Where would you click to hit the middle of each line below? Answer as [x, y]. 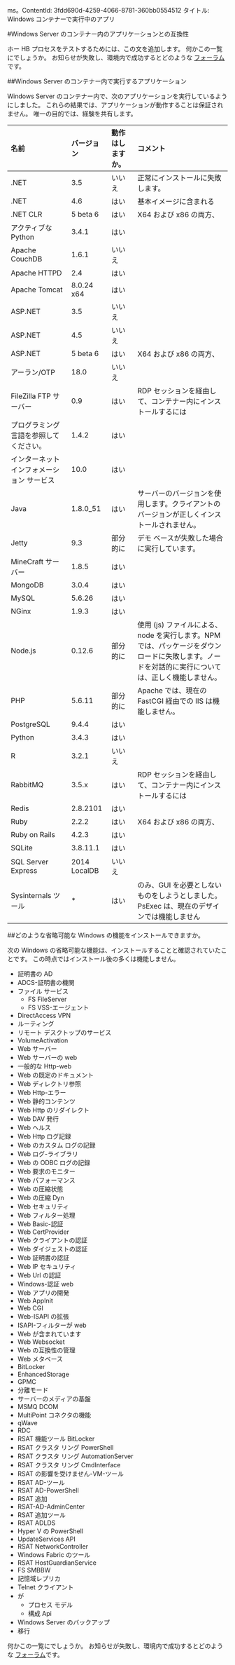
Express [24, 870]
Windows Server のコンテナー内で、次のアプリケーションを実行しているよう [117, 96]
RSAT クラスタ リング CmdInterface [69, 1465]
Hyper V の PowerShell [50, 1531]
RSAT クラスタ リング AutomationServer [76, 1456]
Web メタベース [40, 1359]
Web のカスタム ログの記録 [56, 1145]
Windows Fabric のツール [54, 1555]
